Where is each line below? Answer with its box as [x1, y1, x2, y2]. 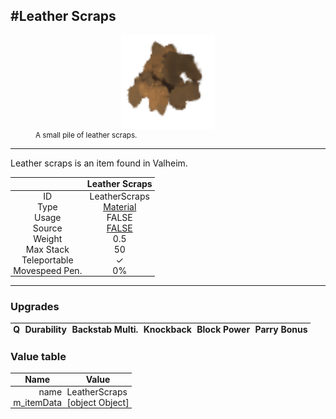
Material [103, 200, 137, 213]
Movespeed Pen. [13, 264, 83, 276]
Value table [10, 349, 67, 363]
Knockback [143, 324, 192, 336]
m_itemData [13, 396, 63, 408]
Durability [24, 324, 67, 336]
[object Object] [66, 396, 130, 408]
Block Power [196, 324, 251, 336]
